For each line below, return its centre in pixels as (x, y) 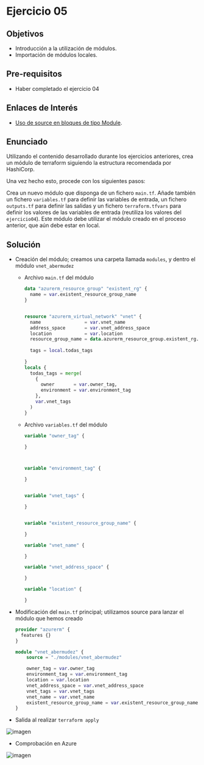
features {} (36, 635)
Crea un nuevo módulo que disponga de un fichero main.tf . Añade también (101, 193)
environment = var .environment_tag (86, 390)
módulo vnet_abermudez (44, 266)
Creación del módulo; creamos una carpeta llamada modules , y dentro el (105, 259)
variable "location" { (53, 589)
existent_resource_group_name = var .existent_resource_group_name (112, 703)
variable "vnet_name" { (55, 545)
